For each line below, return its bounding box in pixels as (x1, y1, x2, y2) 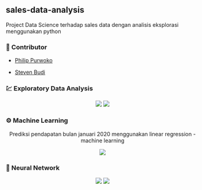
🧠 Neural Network (6, 163, 60, 172)
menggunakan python (6, 27, 61, 35)
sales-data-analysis (6, 5, 85, 15)
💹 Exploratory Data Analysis (6, 84, 93, 93)
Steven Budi (14, 68, 45, 76)
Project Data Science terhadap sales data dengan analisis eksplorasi (6, 21, 179, 28)
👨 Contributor (6, 43, 47, 51)
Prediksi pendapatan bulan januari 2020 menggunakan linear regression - (9, 130, 196, 137)
